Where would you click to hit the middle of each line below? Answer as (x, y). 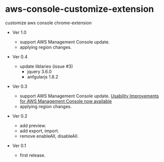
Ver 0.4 (20, 57)
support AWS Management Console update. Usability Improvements (89, 96)
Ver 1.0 (19, 32)
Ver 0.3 (20, 86)
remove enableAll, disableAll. (49, 136)
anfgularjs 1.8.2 (43, 77)
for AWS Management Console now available (66, 101)
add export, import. (39, 131)
